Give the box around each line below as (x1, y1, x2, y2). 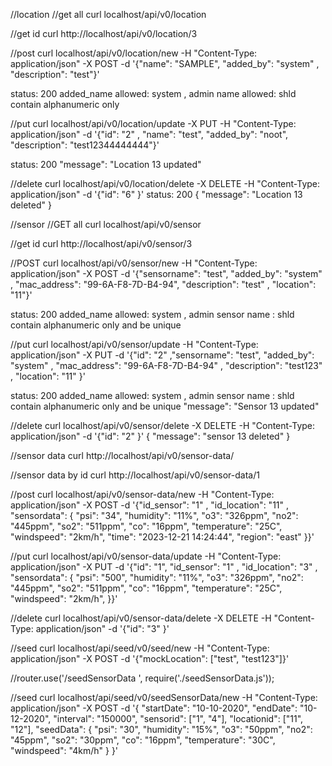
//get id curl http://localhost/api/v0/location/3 (10, 28, 198, 39)
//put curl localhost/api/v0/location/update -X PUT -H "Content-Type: (10, 118, 297, 129)
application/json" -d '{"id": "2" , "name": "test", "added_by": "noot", (10, 129, 289, 140)
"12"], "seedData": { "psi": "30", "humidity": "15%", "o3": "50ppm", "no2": (10, 724, 313, 735)
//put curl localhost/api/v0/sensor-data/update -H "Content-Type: (10, 550, 282, 562)
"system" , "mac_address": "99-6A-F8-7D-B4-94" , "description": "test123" (10, 360, 323, 371)
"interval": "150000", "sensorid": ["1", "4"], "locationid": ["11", (53, 713, 304, 724)
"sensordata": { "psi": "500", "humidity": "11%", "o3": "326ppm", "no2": (10, 572, 304, 583)
